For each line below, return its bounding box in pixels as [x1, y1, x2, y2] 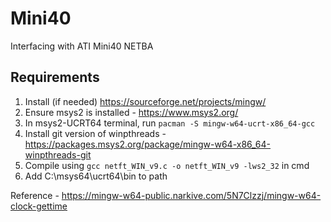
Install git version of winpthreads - [24, 127, 167, 139]
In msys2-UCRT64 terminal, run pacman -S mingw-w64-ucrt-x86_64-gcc [24, 117, 316, 129]
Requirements [10, 69, 100, 86]
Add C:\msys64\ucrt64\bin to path [24, 170, 168, 182]
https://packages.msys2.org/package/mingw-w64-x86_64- [24, 138, 272, 150]
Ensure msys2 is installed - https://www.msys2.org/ [24, 106, 239, 118]
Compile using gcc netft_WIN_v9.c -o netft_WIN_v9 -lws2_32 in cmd [24, 159, 310, 171]
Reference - [10, 189, 60, 201]
